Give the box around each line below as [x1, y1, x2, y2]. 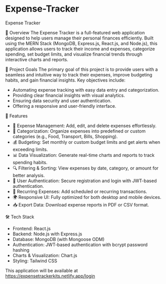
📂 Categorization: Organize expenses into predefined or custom [12, 128, 146, 134]
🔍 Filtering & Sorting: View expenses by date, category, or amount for [12, 165, 159, 171]
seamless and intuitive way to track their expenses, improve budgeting [5, 71, 153, 77]
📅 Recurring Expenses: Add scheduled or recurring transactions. [12, 188, 148, 194]
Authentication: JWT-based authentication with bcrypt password [12, 241, 148, 248]
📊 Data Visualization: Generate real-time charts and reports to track [12, 152, 155, 158]
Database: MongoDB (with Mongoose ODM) [12, 236, 105, 242]
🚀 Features [5, 112, 28, 119]
